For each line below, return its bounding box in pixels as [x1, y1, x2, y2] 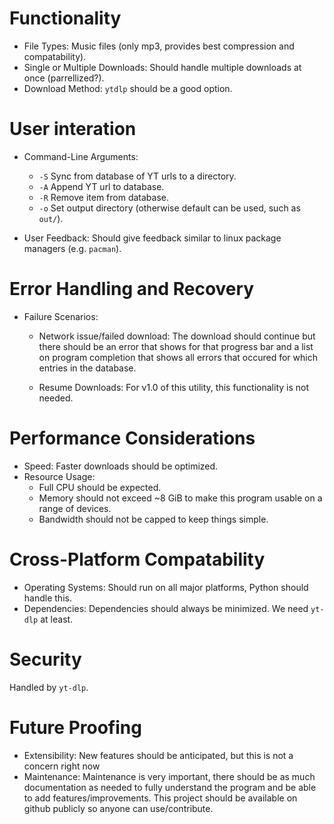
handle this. [23, 592, 72, 604]
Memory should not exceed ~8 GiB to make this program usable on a [38, 492, 323, 504]
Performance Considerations [9, 427, 256, 449]
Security [9, 648, 82, 671]
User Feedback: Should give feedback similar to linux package [23, 232, 282, 244]
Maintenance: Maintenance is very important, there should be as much [23, 770, 316, 782]
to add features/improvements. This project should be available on [23, 792, 298, 804]
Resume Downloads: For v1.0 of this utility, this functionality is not [38, 381, 310, 393]
